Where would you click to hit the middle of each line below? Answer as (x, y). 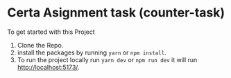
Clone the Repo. (40, 45)
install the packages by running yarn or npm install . (92, 52)
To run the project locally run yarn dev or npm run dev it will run (107, 59)
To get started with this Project (51, 32)
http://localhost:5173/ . (48, 67)
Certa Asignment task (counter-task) (116, 13)
